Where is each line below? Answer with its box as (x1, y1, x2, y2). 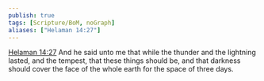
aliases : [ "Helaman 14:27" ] (8, 26, 101, 34)
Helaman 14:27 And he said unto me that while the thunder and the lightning (8, 48, 256, 57)
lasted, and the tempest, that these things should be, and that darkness (8, 56, 241, 65)
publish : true (8, 11, 55, 20)
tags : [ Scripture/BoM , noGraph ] (8, 19, 115, 27)
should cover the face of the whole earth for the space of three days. (8, 64, 234, 74)
